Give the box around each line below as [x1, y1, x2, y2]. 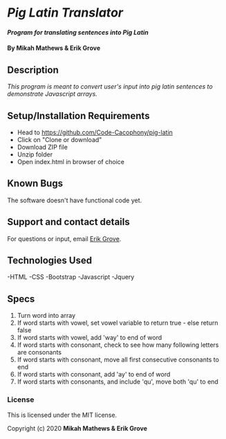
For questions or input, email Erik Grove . [7, 234, 122, 243]
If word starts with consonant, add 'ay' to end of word [17, 370, 171, 379]
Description [7, 64, 59, 75]
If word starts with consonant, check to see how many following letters [17, 341, 219, 349]
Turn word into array [17, 312, 76, 320]
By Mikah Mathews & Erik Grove [7, 44, 101, 53]
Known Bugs [7, 178, 64, 190]
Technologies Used [7, 255, 92, 267]
